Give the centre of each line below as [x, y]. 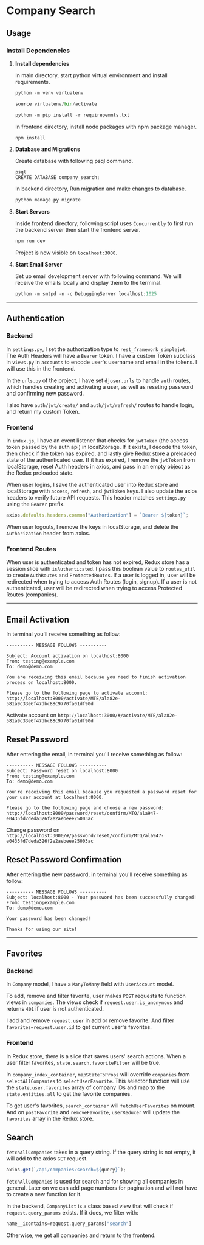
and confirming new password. [45, 393]
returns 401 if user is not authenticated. [55, 1009]
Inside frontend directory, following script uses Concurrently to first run [104, 223]
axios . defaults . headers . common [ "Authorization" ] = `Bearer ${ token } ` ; [97, 515]
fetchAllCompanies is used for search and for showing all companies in [95, 1182]
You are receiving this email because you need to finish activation [96, 677]
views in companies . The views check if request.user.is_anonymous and [95, 1002]
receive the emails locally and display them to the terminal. [88, 283]
